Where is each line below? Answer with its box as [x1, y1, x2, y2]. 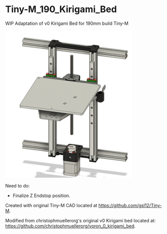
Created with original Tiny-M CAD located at [5, 203, 98, 209]
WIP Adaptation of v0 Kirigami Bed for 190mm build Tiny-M [5, 20, 129, 26]
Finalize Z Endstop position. [12, 192, 71, 199]
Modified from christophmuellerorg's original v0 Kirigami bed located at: [5, 218, 156, 224]
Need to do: [5, 183, 30, 189]
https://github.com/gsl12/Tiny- [98, 203, 162, 209]
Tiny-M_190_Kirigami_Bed [5, 4, 117, 15]
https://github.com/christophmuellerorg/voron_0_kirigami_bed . [5, 223, 136, 229]
